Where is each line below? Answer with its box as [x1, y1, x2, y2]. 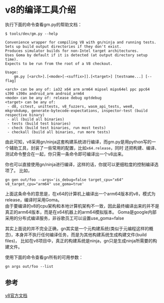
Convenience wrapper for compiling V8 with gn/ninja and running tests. [5, 40, 157, 44]
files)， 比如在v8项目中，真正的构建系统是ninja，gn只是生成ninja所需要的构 [5, 238, 158, 243]
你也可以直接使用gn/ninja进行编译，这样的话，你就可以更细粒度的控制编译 [5, 161, 155, 167]
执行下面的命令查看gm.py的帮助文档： [5, 22, 82, 27]
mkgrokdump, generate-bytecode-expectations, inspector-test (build [5, 108, 148, 113]
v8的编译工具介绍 [5, 4, 76, 16]
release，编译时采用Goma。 [5, 196, 62, 203]
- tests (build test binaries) [7, 121, 71, 126]
